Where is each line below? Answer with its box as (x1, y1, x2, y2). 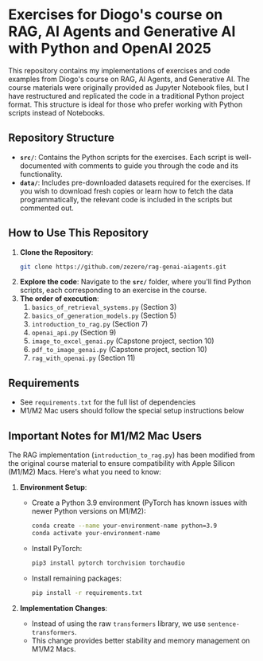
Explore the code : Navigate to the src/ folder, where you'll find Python (19, 277, 252, 287)
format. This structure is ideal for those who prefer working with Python (8, 100, 243, 109)
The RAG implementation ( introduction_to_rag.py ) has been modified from (8, 450, 256, 460)
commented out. (19, 203, 74, 213)
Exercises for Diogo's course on (8, 6, 223, 24)
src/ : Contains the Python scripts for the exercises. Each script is (19, 152, 234, 162)
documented (19, 161, 62, 170)
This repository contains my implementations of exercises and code (8, 65, 230, 75)
